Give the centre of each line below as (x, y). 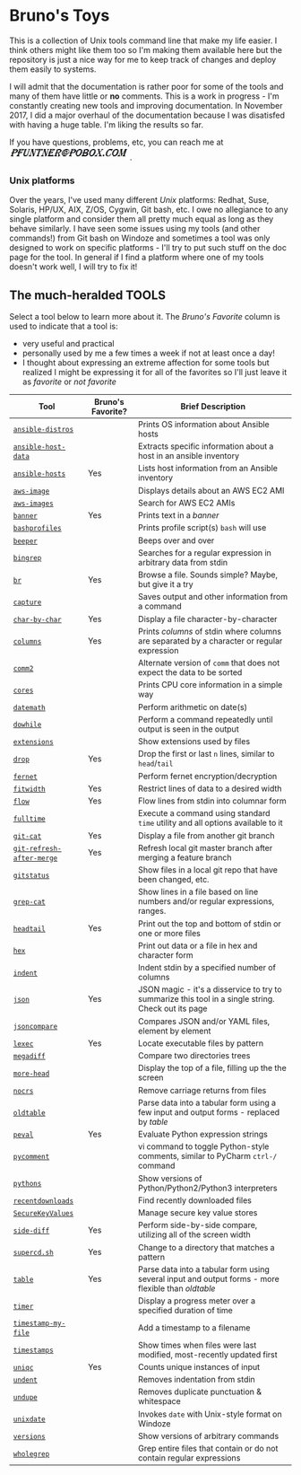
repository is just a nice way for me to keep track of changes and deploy (143, 59)
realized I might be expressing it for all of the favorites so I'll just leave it (155, 373)
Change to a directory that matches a (206, 1247)
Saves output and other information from (213, 597)
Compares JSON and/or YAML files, (204, 1021)
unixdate (30, 1419)
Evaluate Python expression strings (203, 1134)
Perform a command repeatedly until (206, 719)
